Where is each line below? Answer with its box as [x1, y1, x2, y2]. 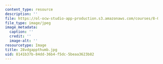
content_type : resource [5, 7, 53, 12]
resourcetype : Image [5, 43, 47, 48]
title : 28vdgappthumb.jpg [5, 47, 57, 52]
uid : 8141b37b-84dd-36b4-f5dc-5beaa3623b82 [5, 51, 95, 57]
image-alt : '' [9, 38, 38, 43]
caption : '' [9, 29, 34, 34]
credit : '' [9, 34, 32, 39]
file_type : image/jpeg [5, 20, 51, 26]
